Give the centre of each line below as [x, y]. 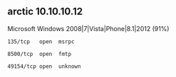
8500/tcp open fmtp [40, 54]
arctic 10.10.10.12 [45, 12]
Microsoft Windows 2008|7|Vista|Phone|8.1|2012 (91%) [88, 28]
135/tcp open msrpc [41, 42]
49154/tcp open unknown [44, 66]
